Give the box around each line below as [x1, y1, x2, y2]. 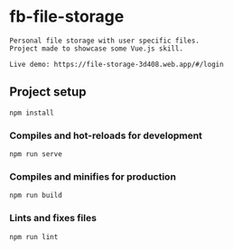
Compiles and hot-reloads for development [9, 129, 203, 142]
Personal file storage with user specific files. [9, 36, 200, 45]
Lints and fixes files [9, 212, 98, 225]
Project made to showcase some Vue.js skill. [9, 43, 183, 53]
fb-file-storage [9, 6, 125, 27]
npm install [9, 108, 54, 117]
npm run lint [9, 232, 59, 241]
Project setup [9, 84, 88, 100]
